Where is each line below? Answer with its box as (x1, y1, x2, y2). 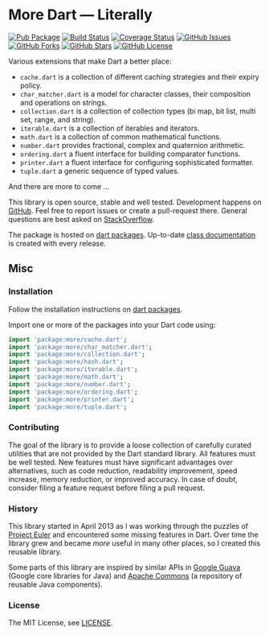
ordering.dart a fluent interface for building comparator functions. (19, 149, 241, 159)
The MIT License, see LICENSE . (8, 618, 114, 628)
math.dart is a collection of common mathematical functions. (19, 131, 222, 142)
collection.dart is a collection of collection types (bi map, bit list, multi (19, 106, 256, 116)
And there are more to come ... (8, 181, 110, 191)
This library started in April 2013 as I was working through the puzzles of (8, 521, 249, 530)
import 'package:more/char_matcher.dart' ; (8, 343, 153, 351)
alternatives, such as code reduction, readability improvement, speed (8, 465, 238, 476)
